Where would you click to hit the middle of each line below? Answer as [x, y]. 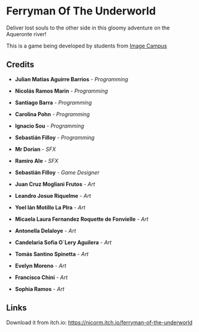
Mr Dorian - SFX [35, 149]
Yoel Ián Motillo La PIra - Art [50, 207]
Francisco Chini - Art [41, 277]
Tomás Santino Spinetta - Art [52, 254]
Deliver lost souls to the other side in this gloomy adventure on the [88, 28]
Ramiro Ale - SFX [37, 161]
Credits [20, 65]
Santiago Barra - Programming [53, 102]
